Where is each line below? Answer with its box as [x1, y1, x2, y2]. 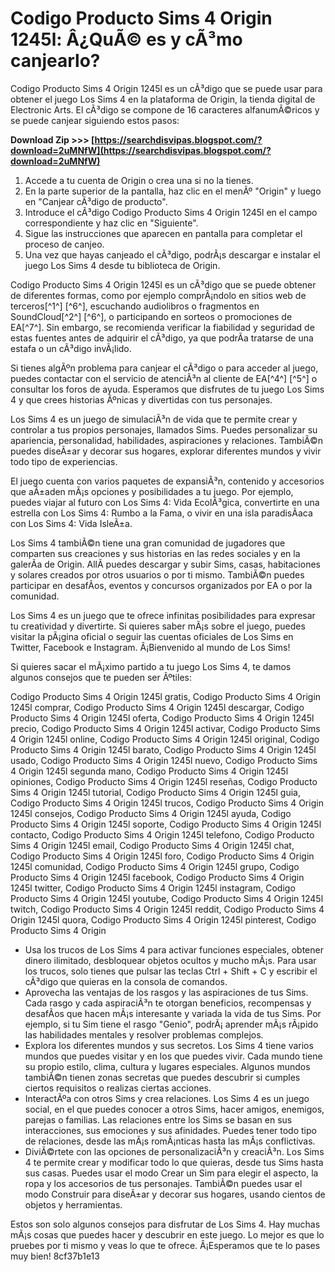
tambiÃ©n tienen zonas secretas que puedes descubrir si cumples [24, 1071, 301, 1083]
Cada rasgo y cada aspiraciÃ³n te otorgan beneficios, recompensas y [24, 997, 312, 1009]
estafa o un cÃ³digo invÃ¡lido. [10, 342, 132, 354]
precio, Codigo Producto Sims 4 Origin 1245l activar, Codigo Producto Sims [10, 722, 321, 734]
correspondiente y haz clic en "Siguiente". [24, 217, 199, 229]
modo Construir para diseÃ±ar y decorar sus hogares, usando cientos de [24, 1188, 326, 1200]
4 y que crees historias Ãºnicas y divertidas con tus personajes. [10, 393, 273, 406]
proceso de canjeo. [24, 238, 105, 250]
